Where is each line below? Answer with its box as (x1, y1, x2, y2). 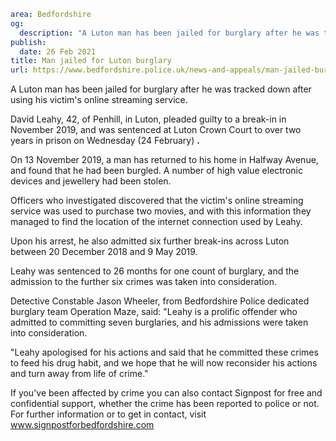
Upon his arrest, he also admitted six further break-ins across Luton (10, 235, 290, 247)
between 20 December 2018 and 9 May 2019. (10, 246, 198, 258)
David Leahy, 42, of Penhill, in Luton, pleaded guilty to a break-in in (10, 113, 287, 125)
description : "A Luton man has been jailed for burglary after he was (19, 28, 320, 38)
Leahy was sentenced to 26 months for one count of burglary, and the (10, 265, 300, 277)
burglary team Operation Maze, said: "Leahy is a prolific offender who (10, 306, 298, 318)
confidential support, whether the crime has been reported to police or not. (10, 398, 320, 410)
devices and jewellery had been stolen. (10, 175, 172, 187)
